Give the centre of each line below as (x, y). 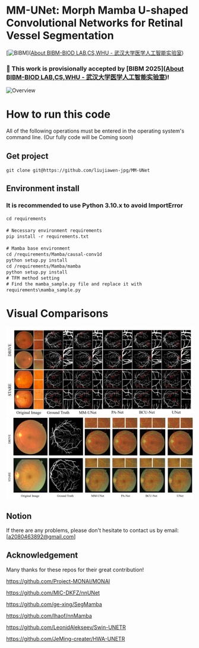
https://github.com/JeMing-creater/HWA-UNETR (66, 638)
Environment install (43, 189)
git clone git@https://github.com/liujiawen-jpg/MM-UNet (78, 170)
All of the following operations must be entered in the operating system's (95, 131)
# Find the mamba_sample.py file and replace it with (74, 284)
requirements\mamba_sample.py (44, 290)
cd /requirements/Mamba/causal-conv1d (54, 254)
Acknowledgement (42, 556)
